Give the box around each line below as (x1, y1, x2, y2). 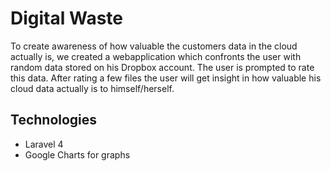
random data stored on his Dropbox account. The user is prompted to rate (10, 61, 315, 73)
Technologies (10, 112, 98, 129)
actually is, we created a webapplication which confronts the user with (10, 50, 302, 62)
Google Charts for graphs (24, 148, 131, 161)
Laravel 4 (24, 138, 64, 150)
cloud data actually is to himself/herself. (10, 82, 175, 94)
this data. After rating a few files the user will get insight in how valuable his (10, 72, 322, 84)
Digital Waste (10, 7, 123, 30)
